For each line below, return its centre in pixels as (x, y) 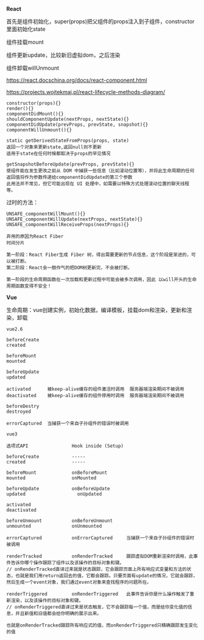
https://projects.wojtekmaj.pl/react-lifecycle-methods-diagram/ (86, 92)
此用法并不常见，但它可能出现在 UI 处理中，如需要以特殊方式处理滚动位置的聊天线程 (98, 184)
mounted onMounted (51, 478)
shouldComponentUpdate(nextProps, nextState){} (68, 119)
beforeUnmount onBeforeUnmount (60, 521)
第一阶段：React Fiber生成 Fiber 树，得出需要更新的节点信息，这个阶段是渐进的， (99, 255)
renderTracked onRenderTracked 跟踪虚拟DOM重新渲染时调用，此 (100, 556)
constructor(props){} (34, 103)
